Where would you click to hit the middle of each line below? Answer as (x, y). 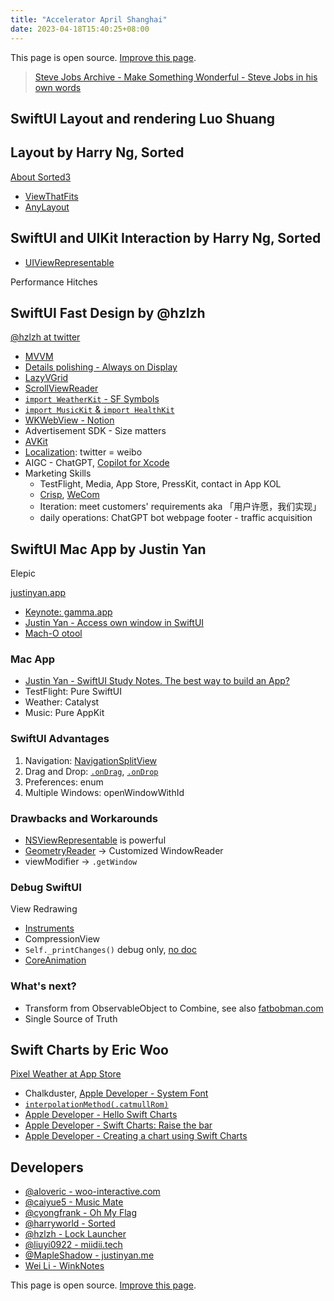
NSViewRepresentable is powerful (95, 840)
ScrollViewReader (61, 388)
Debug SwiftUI (46, 887)
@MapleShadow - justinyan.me (89, 1255)
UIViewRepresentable (69, 262)
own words (58, 87)
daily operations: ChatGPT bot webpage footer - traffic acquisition (176, 518)
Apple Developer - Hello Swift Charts (101, 1115)
